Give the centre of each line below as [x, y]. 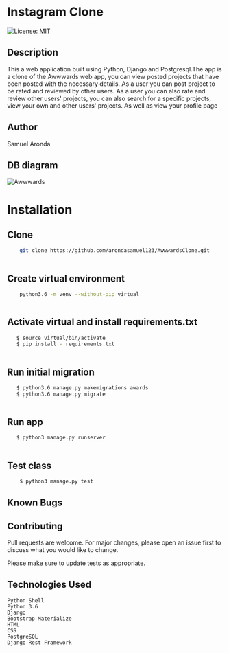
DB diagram [33, 165]
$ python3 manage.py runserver [61, 438]
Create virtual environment [66, 278]
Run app [25, 422]
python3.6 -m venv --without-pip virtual [79, 294]
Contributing [35, 526]
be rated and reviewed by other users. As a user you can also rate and [106, 91]
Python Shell [26, 600]
